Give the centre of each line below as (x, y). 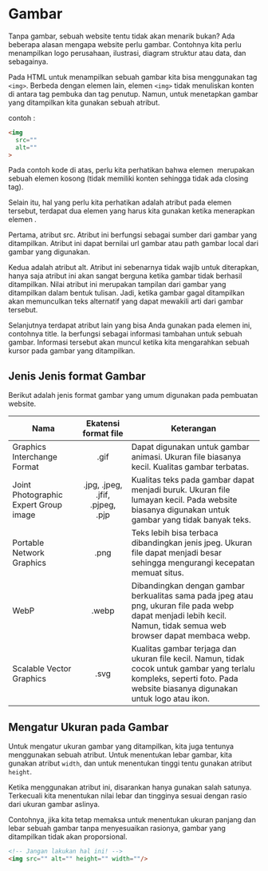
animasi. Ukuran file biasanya (186, 457)
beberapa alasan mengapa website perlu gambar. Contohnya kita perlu (125, 44)
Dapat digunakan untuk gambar (190, 447)
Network (29, 553)
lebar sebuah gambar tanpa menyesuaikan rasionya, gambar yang (117, 829)
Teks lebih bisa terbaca (175, 533)
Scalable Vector (42, 669)
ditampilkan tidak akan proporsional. (68, 837)
